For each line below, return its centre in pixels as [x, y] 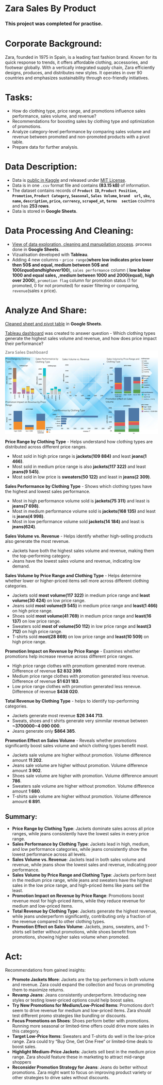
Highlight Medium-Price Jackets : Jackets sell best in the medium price [84, 1051]
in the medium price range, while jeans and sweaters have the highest [82, 880]
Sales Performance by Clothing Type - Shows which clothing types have [78, 486]
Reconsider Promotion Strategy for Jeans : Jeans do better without [80, 1067]
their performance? [24, 344]
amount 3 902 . [27, 770]
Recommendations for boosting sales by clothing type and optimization [83, 121]
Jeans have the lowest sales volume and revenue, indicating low [76, 561]
